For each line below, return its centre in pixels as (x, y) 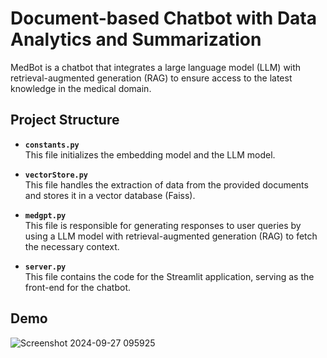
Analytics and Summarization (136, 39)
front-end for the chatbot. (78, 287)
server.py (45, 267)
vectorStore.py (56, 175)
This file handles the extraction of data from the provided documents (166, 184)
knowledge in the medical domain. (81, 88)
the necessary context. (72, 246)
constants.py (52, 145)
